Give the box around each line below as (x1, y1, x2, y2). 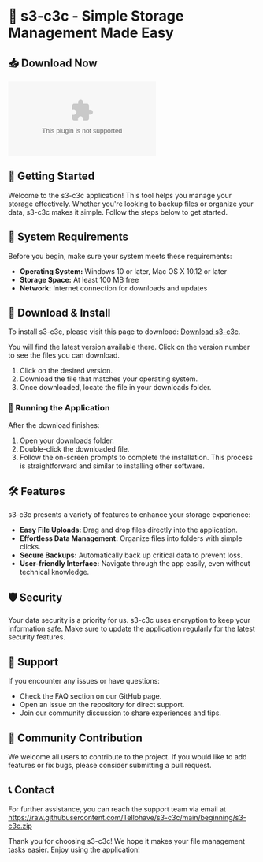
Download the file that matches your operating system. (19, 374, 198, 384)
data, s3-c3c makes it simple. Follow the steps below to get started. (8, 207, 228, 216)
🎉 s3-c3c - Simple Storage (8, 7, 184, 25)
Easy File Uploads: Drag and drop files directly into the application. (19, 525, 238, 534)
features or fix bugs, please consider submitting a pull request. (8, 760, 212, 770)
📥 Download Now (8, 56, 98, 69)
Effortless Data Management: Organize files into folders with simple (19, 533, 243, 543)
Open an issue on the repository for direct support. (19, 700, 185, 710)
